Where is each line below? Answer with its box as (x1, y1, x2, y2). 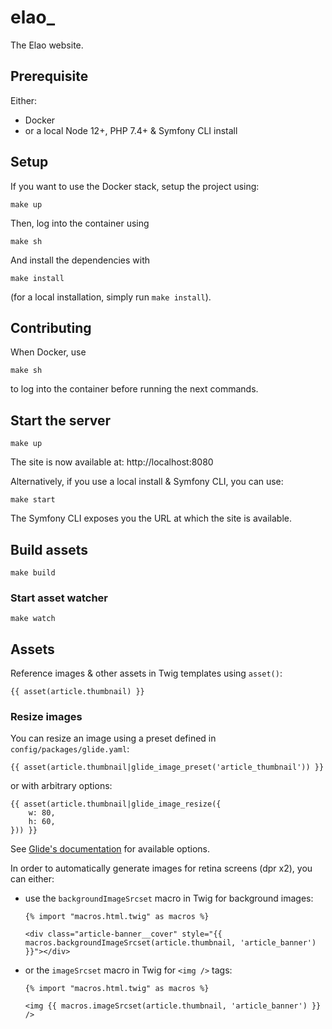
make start (10, 495, 56, 505)
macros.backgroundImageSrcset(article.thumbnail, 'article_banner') (24, 938, 317, 948)
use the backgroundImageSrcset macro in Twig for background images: (24, 892, 314, 905)
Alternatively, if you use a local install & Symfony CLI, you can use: (10, 476, 284, 488)
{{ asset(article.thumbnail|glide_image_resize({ (10, 799, 222, 810)
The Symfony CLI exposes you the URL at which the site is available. (10, 512, 293, 525)
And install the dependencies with (10, 254, 151, 266)
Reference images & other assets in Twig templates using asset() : (10, 667, 283, 680)
